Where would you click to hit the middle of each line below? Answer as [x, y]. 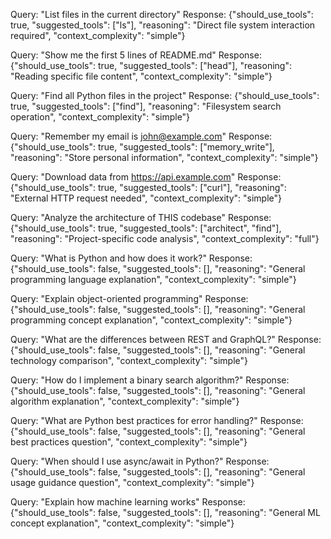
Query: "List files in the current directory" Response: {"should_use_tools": [162, 14]
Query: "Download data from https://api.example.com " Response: [146, 177]
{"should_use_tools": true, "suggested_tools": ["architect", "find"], [146, 228]
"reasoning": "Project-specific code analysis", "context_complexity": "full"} [165, 238]
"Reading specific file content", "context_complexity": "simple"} [141, 76]
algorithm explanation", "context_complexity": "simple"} [125, 401]
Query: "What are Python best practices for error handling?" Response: [157, 420]
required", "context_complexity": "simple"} [98, 35]
